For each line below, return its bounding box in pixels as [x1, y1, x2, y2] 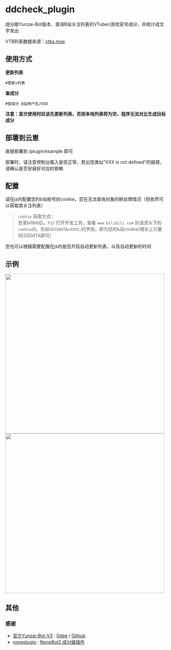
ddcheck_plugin [5, 4, 75, 15]
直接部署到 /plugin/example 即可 [5, 148, 73, 154]
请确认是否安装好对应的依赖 [5, 165, 64, 172]
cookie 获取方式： [17, 213, 55, 220]
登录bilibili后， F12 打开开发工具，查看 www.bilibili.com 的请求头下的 [17, 220, 162, 226]
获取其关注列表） [9, 203, 46, 209]
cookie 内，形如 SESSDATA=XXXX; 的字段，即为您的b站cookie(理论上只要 [17, 226, 162, 232]
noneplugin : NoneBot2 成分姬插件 [12, 639, 85, 645]
